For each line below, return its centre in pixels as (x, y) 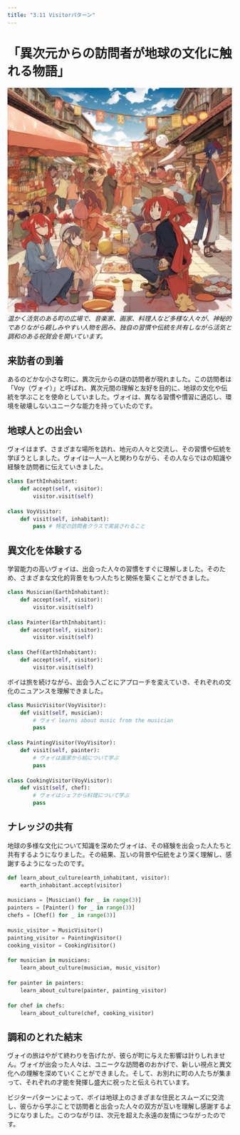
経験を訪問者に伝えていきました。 (57, 467)
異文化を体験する (45, 550)
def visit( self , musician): (62, 713)
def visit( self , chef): (56, 788)
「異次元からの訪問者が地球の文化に (114, 53)
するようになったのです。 (51, 863)
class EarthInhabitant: (43, 481)
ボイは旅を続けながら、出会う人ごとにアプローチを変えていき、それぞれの (116, 682)
